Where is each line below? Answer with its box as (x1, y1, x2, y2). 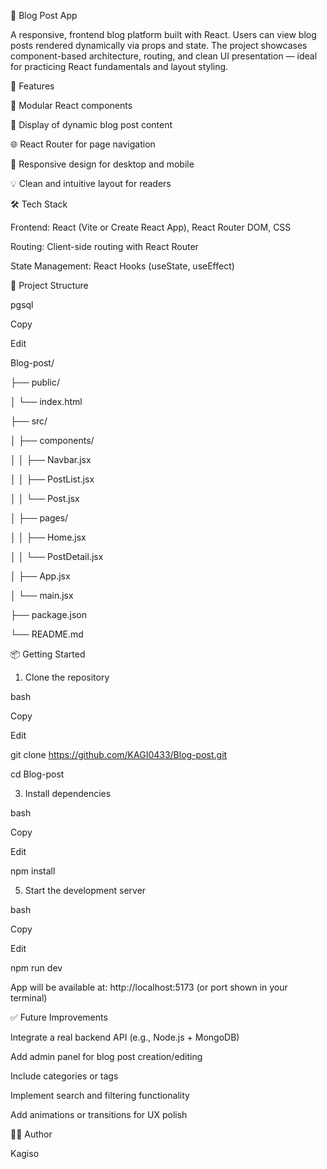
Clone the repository (24, 671, 110, 683)
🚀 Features (10, 80, 55, 92)
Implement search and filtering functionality (10, 1090, 190, 1101)
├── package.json (10, 609, 88, 620)
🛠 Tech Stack (10, 198, 68, 210)
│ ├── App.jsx (10, 570, 71, 582)
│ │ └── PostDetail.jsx (10, 551, 104, 562)
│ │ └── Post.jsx (10, 493, 80, 504)
